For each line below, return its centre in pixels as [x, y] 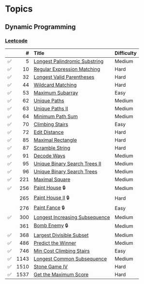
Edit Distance [49, 132]
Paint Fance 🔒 [49, 207]
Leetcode [16, 41]
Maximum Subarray [56, 93]
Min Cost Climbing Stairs [62, 251]
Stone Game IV [50, 267]
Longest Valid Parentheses [64, 77]
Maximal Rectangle [55, 140]
